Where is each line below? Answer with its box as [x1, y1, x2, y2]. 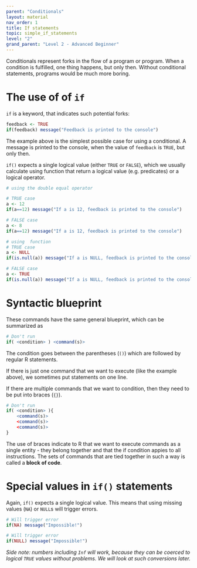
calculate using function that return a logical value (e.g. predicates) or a [6, 167, 179, 174]
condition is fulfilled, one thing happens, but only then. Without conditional [6, 63, 186, 70]
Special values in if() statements [6, 479, 173, 493]
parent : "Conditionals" [6, 8, 64, 15]
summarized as [6, 322, 43, 329]
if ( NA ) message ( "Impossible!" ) [6, 522, 83, 528]
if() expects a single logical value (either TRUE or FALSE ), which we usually [6, 161, 186, 168]
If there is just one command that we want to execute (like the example [6, 367, 177, 374]
